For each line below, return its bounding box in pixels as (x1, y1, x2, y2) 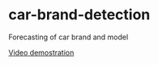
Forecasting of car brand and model (8, 32, 129, 42)
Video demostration (8, 47, 75, 57)
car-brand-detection (8, 6, 151, 24)
